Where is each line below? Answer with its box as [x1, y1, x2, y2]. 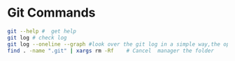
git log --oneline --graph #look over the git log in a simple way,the [7, 40, 220, 48]
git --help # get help [7, 28, 77, 35]
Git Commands [7, 5, 96, 21]
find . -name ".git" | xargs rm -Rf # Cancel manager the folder [7, 47, 215, 54]
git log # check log [7, 34, 68, 41]
